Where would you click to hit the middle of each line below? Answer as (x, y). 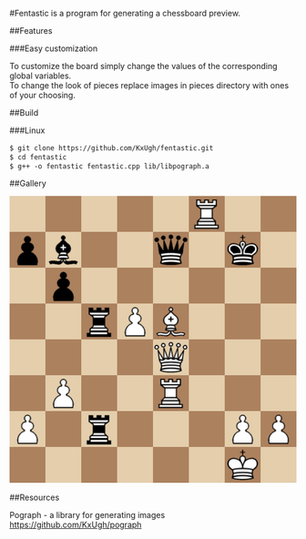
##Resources (35, 497)
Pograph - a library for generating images (87, 515)
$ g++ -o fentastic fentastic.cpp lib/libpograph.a (109, 167)
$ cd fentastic (38, 158)
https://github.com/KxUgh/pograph (76, 524)
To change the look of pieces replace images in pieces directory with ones (149, 85)
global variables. (41, 76)
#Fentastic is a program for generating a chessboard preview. (125, 13)
